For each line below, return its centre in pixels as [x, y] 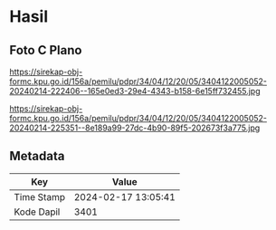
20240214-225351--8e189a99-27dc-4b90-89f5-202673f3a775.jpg [135, 128]
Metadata [37, 156]
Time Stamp [40, 196]
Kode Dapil [37, 212]
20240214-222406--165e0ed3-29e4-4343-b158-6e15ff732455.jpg [135, 91]
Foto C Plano [46, 50]
